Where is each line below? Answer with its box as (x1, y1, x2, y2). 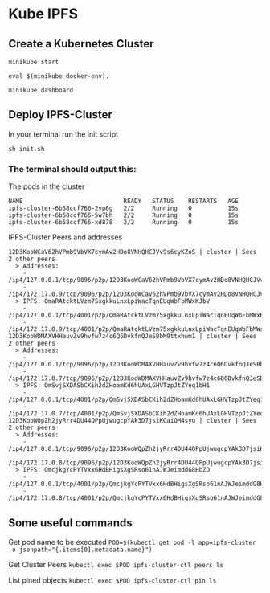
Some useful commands (8, 516, 133, 530)
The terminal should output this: (8, 163, 137, 174)
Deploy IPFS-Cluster (8, 108, 112, 121)
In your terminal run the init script (8, 129, 119, 139)
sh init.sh (8, 145, 45, 153)
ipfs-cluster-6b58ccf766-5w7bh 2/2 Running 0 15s (8, 211, 239, 219)
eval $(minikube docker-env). (8, 72, 110, 80)
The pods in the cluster (8, 182, 85, 191)
